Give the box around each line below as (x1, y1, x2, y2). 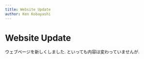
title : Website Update (5, 7, 51, 12)
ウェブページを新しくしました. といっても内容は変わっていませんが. (5, 49, 140, 55)
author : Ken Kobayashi (5, 12, 51, 16)
